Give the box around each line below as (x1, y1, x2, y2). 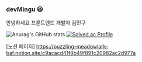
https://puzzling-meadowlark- (36, 43, 109, 50)
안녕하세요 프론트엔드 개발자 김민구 (6, 19, 86, 26)
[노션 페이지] (6, 43, 35, 50)
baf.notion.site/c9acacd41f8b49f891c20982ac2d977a (6, 50, 136, 57)
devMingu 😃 (6, 5, 43, 13)
